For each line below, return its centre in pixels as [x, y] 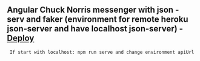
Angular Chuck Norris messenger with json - [93, 10]
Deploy [21, 38]
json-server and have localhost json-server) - [95, 29]
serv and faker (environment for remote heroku [98, 20]
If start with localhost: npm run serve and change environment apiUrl [102, 52]
